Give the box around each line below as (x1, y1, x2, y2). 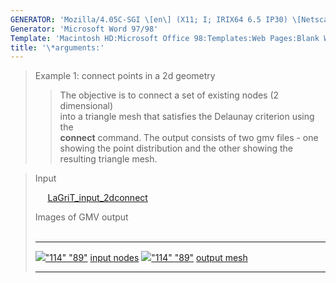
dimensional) (59, 100, 114, 112)
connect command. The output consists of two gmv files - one (59, 132, 319, 144)
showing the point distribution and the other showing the (59, 142, 294, 155)
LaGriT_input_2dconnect (47, 192, 148, 204)
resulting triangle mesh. (59, 153, 158, 165)
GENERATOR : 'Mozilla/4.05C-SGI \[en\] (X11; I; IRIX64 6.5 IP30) (10, 14, 288, 25)
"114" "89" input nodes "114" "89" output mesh (44, 252, 248, 264)
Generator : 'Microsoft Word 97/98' (10, 24, 159, 34)
